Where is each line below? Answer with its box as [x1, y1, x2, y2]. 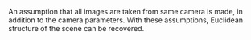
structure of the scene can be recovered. [8, 24, 145, 33]
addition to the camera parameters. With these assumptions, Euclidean [8, 15, 244, 25]
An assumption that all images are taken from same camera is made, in [8, 7, 243, 16]
